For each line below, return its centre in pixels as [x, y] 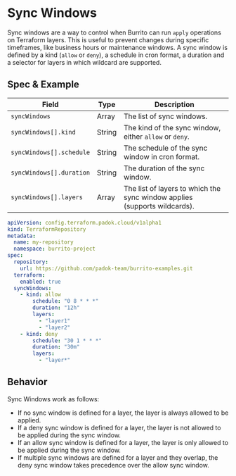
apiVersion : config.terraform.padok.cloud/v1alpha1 [84, 223]
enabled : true [40, 282]
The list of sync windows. [165, 116]
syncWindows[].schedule [51, 152]
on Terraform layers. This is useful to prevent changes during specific [108, 39]
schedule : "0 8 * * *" [66, 301]
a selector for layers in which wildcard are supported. [84, 62]
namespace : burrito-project [55, 249]
